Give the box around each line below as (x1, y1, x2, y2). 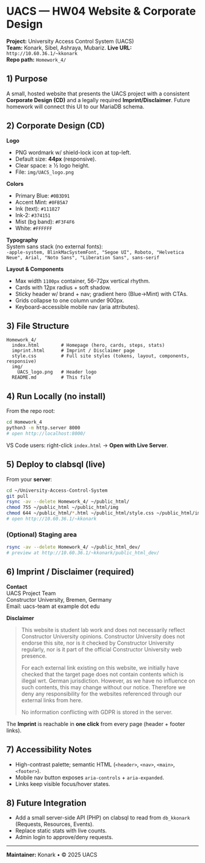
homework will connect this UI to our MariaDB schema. (6, 103, 145, 110)
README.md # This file (12, 374, 92, 380)
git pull (6, 493, 29, 499)
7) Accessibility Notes (6, 744, 92, 755)
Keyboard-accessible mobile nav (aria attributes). (15, 303, 140, 310)
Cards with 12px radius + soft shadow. (15, 283, 112, 291)
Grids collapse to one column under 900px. (15, 297, 124, 304)
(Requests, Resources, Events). (15, 821, 95, 828)
